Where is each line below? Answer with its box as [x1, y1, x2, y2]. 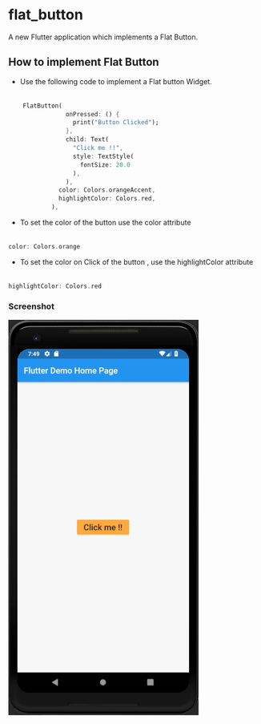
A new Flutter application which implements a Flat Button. [8, 32, 199, 42]
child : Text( [65, 135, 110, 144]
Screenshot [8, 301, 54, 312]
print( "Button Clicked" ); [72, 119, 159, 127]
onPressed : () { [65, 110, 120, 118]
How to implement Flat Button [8, 55, 159, 69]
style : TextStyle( [72, 152, 135, 160]
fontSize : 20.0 [79, 160, 130, 169]
